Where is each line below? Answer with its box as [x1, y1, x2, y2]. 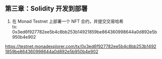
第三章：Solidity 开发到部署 [5, 4, 88, 13]
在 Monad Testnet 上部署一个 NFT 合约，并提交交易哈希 [12, 18, 124, 24]
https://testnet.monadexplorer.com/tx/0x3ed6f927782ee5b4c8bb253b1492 [5, 43, 157, 49]
